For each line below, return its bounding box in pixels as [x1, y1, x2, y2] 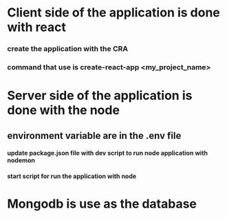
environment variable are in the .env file [7, 129, 182, 142]
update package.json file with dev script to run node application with [7, 149, 208, 157]
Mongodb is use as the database [7, 196, 197, 211]
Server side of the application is [7, 88, 193, 104]
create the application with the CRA [7, 44, 129, 54]
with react [7, 19, 67, 35]
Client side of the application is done [7, 5, 220, 21]
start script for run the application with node [7, 172, 137, 180]
